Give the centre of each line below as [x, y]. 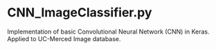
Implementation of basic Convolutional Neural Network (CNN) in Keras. [108, 32]
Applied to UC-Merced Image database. [64, 38]
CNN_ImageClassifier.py [80, 13]
